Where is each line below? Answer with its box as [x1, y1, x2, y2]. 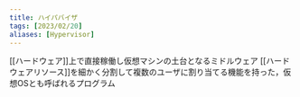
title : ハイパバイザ [9, 13, 79, 22]
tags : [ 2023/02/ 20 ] [9, 22, 83, 31]
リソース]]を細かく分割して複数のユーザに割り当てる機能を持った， [33, 66, 284, 77]
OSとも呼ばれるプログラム [16, 78, 116, 89]
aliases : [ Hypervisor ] [9, 30, 95, 39]
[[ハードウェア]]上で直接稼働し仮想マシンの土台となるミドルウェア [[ [9, 56, 267, 66]
